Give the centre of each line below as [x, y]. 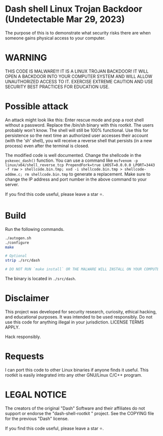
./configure [17, 243]
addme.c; [14, 174]
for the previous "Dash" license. [37, 418]
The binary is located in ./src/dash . [41, 278]
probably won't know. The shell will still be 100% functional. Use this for [77, 130]
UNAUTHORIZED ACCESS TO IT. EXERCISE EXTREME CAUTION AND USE [79, 81]
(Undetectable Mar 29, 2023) [65, 19]
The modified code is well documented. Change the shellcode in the [73, 155]
